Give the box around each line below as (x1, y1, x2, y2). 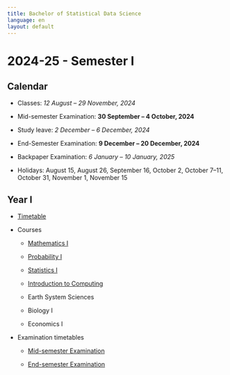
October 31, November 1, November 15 (17, 174, 128, 182)
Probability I (27, 253, 63, 261)
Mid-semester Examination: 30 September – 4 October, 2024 (17, 112, 195, 121)
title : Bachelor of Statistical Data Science (7, 10, 141, 17)
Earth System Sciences (27, 293, 95, 301)
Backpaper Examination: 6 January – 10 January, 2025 (17, 153, 175, 161)
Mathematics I (27, 239, 69, 247)
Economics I (27, 320, 63, 328)
